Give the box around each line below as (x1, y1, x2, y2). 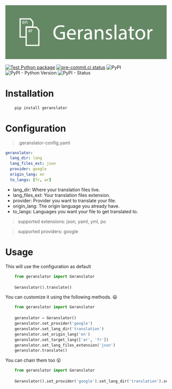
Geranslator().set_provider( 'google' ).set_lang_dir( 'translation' (14, 379, 159, 384)
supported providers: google (17, 228, 78, 234)
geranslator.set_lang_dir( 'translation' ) (14, 326, 104, 331)
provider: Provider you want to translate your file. (12, 197, 116, 203)
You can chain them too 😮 (5, 357, 61, 363)
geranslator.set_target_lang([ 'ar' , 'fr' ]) (14, 337, 109, 342)
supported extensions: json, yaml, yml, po (17, 218, 106, 225)
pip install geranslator (14, 105, 68, 110)
